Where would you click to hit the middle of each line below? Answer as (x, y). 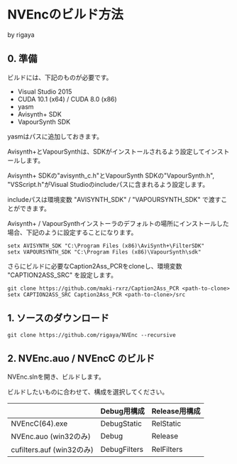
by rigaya (21, 34)
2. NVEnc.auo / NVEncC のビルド (81, 358)
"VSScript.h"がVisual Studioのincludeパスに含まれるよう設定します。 (108, 184)
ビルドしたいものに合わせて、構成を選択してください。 (88, 392)
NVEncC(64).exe (39, 423)
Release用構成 (176, 411)
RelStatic (166, 423)
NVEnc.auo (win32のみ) (51, 436)
